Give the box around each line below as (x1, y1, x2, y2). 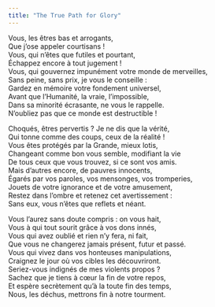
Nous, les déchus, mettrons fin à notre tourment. (8, 289, 166, 299)
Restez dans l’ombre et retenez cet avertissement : (8, 190, 173, 200)
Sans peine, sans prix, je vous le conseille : (8, 75, 147, 84)
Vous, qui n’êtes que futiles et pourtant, (8, 50, 136, 59)
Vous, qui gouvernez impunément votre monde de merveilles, (8, 66, 209, 76)
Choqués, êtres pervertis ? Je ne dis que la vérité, (8, 124, 170, 133)
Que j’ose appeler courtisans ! (8, 41, 106, 51)
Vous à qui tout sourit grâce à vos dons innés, (8, 222, 157, 232)
